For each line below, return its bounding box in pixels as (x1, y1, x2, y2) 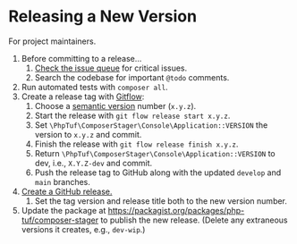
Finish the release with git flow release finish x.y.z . (34, 139, 239, 149)
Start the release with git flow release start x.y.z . (34, 110, 231, 121)
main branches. (34, 176, 91, 187)
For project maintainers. (8, 36, 97, 46)
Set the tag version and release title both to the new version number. (34, 195, 288, 206)
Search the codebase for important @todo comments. (34, 72, 230, 82)
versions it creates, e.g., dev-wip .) (21, 223, 146, 234)
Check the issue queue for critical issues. (34, 63, 188, 73)
